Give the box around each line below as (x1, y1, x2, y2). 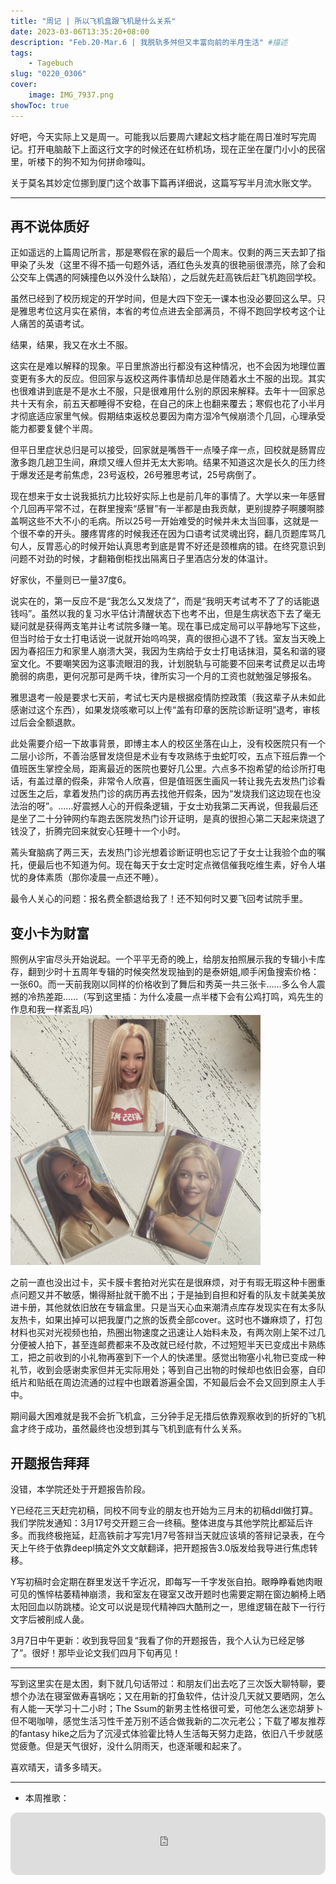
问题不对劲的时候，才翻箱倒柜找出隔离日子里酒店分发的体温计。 (10, 553, 273, 565)
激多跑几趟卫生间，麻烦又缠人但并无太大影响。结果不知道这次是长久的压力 (10, 456, 317, 469)
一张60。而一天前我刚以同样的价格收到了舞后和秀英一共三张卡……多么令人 (10, 978, 317, 990)
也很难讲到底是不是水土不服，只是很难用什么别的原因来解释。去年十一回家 (10, 385, 317, 397)
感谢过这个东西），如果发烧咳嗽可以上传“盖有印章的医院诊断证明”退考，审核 (10, 704, 321, 716)
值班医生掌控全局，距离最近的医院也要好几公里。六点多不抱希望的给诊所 (10, 763, 308, 775)
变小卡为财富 (10, 925, 90, 942)
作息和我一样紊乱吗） (10, 1003, 98, 1015)
